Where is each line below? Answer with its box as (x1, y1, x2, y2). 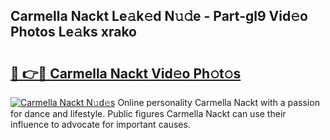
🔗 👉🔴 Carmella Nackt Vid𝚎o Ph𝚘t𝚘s (10, 65, 242, 82)
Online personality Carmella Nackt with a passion (117, 97, 320, 108)
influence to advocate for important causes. (10, 119, 191, 130)
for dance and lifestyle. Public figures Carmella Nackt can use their (10, 108, 287, 119)
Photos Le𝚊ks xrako (10, 24, 137, 41)
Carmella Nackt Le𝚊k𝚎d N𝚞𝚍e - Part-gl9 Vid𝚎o (10, 8, 308, 25)
